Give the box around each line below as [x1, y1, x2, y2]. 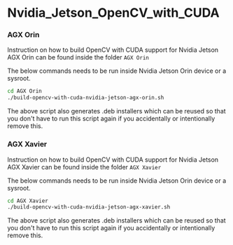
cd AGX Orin [7, 87, 42, 95]
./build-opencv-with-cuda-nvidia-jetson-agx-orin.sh [7, 94, 164, 101]
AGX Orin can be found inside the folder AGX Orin [7, 53, 149, 62]
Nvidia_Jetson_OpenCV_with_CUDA [7, 5, 220, 21]
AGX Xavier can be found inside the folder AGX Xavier [7, 162, 162, 171]
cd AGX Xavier [7, 197, 49, 204]
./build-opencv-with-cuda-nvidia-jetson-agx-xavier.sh [7, 204, 171, 211]
